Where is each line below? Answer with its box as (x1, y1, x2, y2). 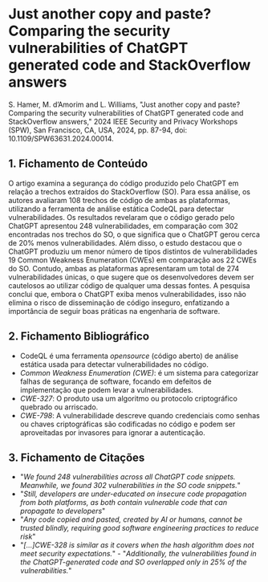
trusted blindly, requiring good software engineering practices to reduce (19, 523, 259, 533)
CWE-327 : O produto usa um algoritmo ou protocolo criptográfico (19, 393, 238, 403)
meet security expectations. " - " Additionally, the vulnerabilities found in (19, 549, 257, 559)
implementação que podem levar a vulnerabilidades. (19, 385, 194, 394)
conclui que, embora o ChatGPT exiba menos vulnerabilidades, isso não (8, 289, 246, 299)
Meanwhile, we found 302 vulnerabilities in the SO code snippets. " (19, 481, 241, 490)
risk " (19, 531, 36, 542)
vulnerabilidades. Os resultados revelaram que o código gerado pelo (8, 212, 235, 222)
